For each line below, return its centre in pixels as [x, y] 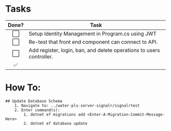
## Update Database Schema [34, 101]
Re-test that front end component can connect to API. [93, 42]
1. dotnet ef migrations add [54, 114]
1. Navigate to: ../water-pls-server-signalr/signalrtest [77, 106]
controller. [41, 57]
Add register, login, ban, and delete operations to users [94, 50]
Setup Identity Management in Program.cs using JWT [93, 34]
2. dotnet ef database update [55, 123]
